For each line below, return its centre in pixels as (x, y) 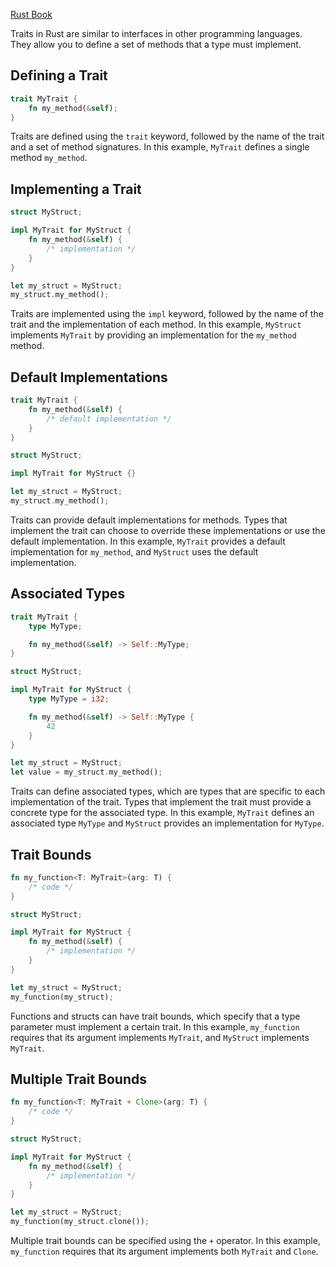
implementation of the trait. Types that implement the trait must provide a (161, 802)
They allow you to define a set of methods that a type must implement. (156, 44)
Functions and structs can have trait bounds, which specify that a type (155, 1016)
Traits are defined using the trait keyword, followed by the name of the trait (167, 136)
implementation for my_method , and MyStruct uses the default (134, 551)
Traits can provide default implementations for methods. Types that (149, 520)
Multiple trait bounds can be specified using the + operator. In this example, (165, 1240)
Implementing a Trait (76, 189)
